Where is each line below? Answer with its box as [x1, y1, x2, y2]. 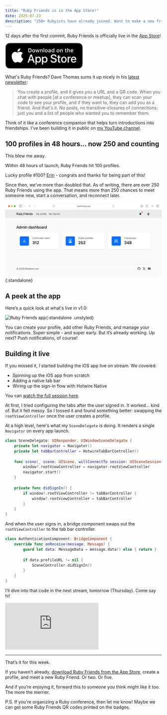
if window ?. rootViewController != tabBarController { [23, 490, 137, 496]
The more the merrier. [5, 689, 50, 696]
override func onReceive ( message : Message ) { [14, 542, 110, 547]
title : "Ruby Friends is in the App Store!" [5, 8, 99, 13]
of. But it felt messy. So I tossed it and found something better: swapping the [5, 408, 162, 414]
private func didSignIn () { [14, 485, 72, 490]
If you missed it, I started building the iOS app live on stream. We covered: [5, 363, 157, 369]
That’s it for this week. [5, 659, 51, 666]
